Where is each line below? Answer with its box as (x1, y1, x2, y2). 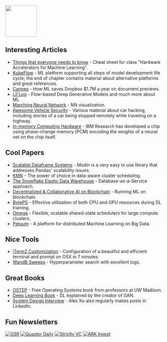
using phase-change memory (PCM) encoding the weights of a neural (12, 128, 158, 134)
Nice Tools (5, 235, 39, 243)
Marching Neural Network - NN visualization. (12, 102, 106, 108)
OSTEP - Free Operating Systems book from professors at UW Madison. (12, 287, 162, 293)
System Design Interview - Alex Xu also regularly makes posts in (12, 298, 146, 304)
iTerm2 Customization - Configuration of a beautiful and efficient (12, 248, 147, 254)
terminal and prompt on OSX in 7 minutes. (12, 254, 100, 260)
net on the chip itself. (12, 134, 56, 140)
